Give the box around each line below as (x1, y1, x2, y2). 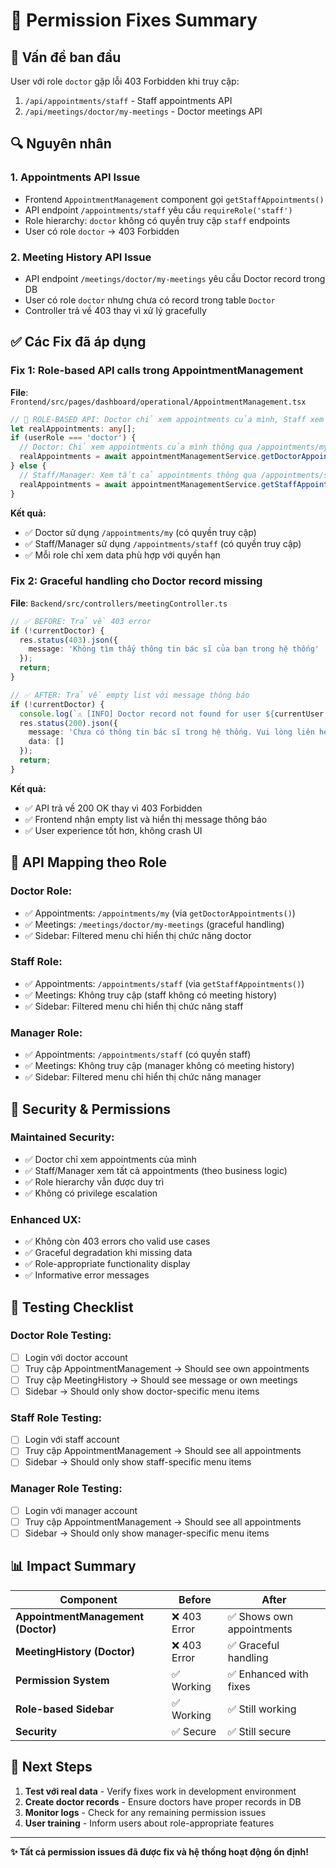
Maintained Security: (10, 1130, 115, 1144)
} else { (10, 461, 47, 471)
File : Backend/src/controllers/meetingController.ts (10, 597, 228, 609)
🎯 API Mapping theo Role (10, 854, 167, 871)
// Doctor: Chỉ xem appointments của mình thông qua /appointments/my (19, 442, 329, 453)
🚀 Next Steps (10, 1759, 93, 1776)
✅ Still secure (227, 1724, 292, 1738)
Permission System (15, 1673, 110, 1687)
